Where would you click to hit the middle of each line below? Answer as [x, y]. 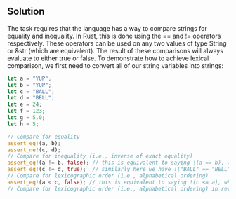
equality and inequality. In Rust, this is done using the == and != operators [114, 36]
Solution [26, 12]
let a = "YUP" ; [29, 78]
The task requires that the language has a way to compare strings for [107, 28]
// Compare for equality [44, 137]
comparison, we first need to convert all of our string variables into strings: [116, 65]
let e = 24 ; [25, 104]
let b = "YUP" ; [29, 85]
